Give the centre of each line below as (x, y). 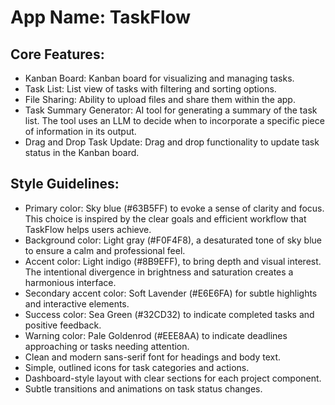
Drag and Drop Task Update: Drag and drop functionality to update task (172, 142)
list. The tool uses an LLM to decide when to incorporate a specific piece (174, 120)
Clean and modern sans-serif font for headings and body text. (153, 357)
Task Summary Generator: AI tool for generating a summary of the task (171, 110)
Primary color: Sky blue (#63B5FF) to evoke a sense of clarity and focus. (174, 208)
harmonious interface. (70, 282)
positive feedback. (63, 325)
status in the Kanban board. (82, 152)
